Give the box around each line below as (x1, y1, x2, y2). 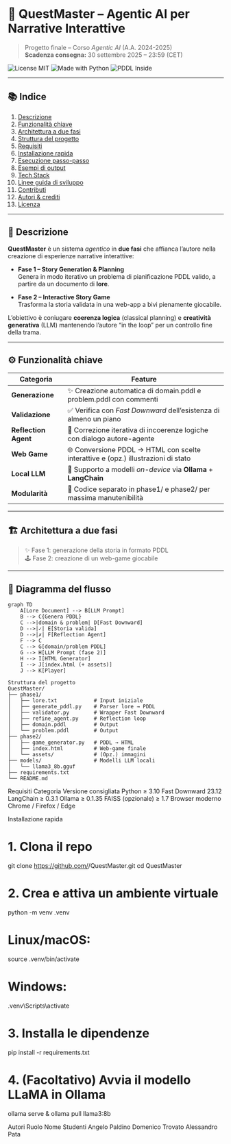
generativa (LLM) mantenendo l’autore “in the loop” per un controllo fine (8, 321, 213, 329)
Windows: (8, 979, 67, 994)
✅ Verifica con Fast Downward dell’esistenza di (67, 406, 220, 415)
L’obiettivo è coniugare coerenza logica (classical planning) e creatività (8, 313, 211, 321)
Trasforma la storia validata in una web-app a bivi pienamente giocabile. (17, 300, 222, 308)
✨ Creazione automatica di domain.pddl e (67, 386, 202, 396)
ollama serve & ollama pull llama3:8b (8, 1109, 112, 1117)
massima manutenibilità (67, 493, 143, 503)
